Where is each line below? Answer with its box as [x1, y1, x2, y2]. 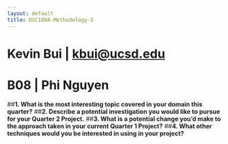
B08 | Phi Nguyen [7, 77, 110, 93]
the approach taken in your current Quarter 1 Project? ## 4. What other [7, 121, 212, 130]
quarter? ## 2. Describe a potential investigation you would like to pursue [7, 107, 220, 115]
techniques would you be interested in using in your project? [7, 129, 185, 137]
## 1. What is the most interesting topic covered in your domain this [7, 100, 203, 108]
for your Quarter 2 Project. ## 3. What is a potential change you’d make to [7, 115, 222, 123]
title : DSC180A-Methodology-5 [7, 16, 94, 23]
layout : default [7, 10, 54, 17]
